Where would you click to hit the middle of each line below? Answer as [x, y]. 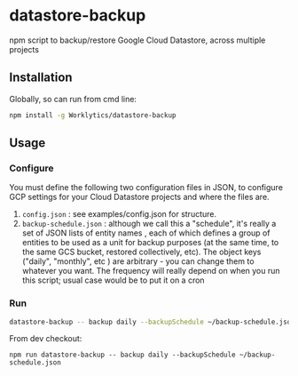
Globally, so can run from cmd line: [73, 99]
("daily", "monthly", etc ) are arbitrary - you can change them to [138, 261]
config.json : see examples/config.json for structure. [119, 214]
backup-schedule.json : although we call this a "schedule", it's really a [149, 224]
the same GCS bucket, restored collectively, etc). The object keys [141, 252]
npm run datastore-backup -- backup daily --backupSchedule [123, 355]
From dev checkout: [46, 339]
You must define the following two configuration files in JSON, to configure [146, 188]
